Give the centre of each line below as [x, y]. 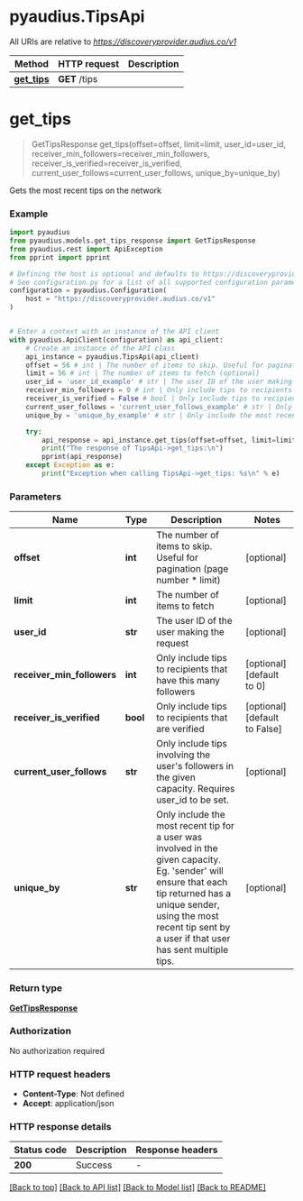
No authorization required [57, 1050]
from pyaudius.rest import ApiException [87, 249]
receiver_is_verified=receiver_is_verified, [107, 163]
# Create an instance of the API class [101, 348]
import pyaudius [40, 233]
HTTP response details [60, 1127]
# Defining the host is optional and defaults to [105, 274]
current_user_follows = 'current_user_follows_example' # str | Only [159, 407]
